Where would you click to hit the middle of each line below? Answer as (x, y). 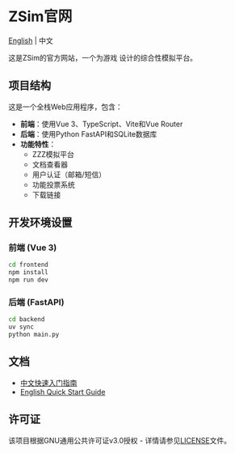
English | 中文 (31, 40)
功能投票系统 (53, 184)
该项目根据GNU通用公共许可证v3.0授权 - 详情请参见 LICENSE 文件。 (120, 440)
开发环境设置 (40, 223)
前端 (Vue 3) (33, 248)
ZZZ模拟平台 (53, 154)
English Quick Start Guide (63, 392)
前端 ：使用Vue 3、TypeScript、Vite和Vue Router (101, 124)
